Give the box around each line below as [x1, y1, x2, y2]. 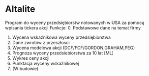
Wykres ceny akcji [12, 55, 50, 61]
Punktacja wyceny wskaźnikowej [12, 60, 79, 66]
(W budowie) [12, 65, 39, 72]
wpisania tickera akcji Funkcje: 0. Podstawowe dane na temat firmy [5, 25, 141, 30]
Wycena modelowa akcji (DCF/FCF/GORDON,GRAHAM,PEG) [12, 45, 135, 51]
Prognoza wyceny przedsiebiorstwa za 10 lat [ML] [12, 50, 114, 56]
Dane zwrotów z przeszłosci [12, 39, 70, 45]
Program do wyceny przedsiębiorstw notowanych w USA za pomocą [5, 20, 145, 25]
